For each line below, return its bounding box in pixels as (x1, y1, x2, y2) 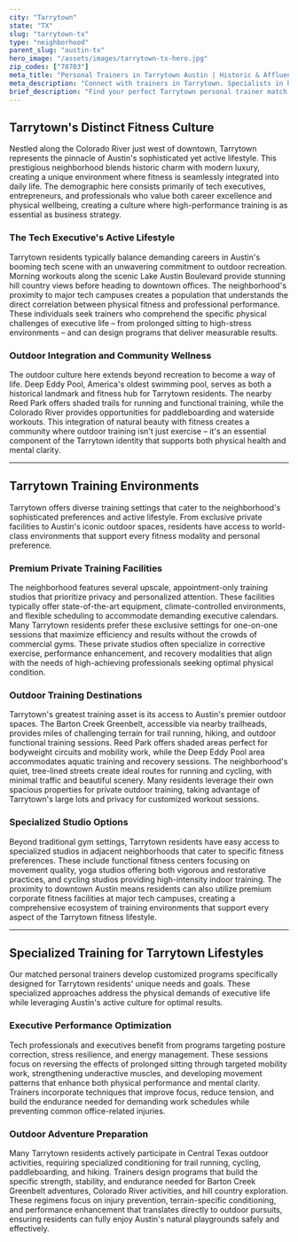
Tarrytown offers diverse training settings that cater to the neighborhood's (9, 502, 281, 512)
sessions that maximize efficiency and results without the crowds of (9, 629, 257, 640)
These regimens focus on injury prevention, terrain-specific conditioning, (9, 1195, 277, 1206)
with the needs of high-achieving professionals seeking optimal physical (9, 658, 274, 668)
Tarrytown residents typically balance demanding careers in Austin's (9, 252, 261, 262)
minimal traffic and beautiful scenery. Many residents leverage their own (9, 775, 274, 785)
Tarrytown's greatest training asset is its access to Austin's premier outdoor (9, 709, 286, 720)
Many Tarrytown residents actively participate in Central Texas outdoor (9, 1148, 269, 1159)
